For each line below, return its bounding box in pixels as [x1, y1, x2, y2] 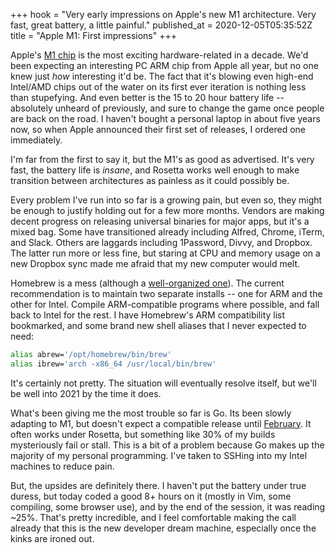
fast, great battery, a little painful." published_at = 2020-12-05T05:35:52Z [10, 19, 313, 31]
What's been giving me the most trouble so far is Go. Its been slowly [10, 407, 292, 419]
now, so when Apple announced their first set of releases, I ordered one [10, 124, 306, 135]
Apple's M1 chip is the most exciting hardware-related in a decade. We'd [10, 49, 309, 61]
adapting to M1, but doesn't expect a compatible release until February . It [10, 417, 312, 429]
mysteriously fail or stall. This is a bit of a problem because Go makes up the [10, 439, 325, 451]
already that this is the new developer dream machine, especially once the [10, 522, 317, 534]
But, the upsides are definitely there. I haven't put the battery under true [10, 479, 307, 491]
